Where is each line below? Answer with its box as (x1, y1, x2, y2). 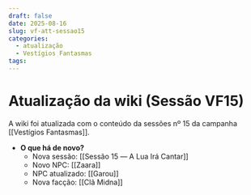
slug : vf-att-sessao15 (8, 27, 85, 35)
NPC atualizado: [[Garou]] (32, 168, 119, 178)
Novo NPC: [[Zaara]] (32, 159, 101, 170)
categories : (8, 34, 49, 43)
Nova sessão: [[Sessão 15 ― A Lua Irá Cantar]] (32, 151, 189, 161)
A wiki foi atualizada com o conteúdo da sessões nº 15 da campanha (8, 118, 237, 128)
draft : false (8, 11, 53, 20)
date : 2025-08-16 (8, 19, 67, 28)
